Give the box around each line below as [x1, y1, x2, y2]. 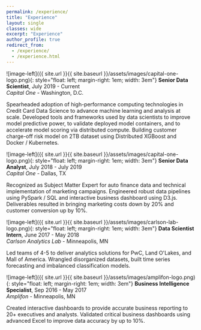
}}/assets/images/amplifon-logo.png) [103, 274, 196, 281]
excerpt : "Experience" [6, 31, 63, 37]
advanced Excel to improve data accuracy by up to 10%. [6, 317, 145, 324]
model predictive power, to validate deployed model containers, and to [6, 119, 181, 127]
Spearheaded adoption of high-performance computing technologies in [6, 100, 184, 108]
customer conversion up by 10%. [6, 206, 88, 214]
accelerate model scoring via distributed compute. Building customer [6, 126, 177, 133]
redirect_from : [6, 43, 44, 49]
